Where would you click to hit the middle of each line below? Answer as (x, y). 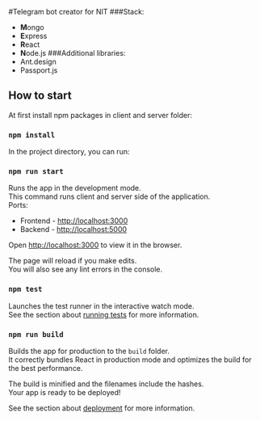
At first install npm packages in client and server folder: (100, 115)
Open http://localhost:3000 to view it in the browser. (95, 245)
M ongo (32, 27)
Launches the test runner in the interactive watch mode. (102, 305)
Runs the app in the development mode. (75, 188)
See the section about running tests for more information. (104, 314)
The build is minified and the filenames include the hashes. (106, 384)
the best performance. (46, 368)
